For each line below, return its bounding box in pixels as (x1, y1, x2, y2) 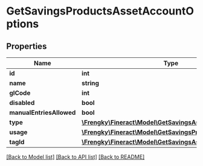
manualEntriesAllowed (9, 109, 76, 117)
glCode (9, 89, 31, 97)
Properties (6, 41, 47, 51)
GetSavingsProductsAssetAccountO (6, 4, 195, 18)
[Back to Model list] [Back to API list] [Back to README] (6, 153, 145, 161)
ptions (6, 17, 39, 31)
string (81, 79, 100, 87)
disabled (9, 98, 35, 107)
